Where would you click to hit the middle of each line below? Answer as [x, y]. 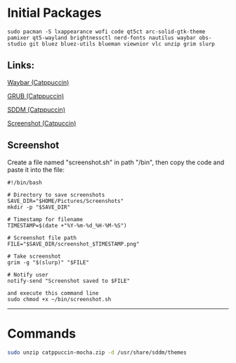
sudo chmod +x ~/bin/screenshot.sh [59, 299]
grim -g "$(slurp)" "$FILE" [48, 262]
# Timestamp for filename [45, 219]
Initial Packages [54, 13]
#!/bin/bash [25, 183]
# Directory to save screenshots [56, 194]
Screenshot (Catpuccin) [42, 123]
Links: [21, 66]
